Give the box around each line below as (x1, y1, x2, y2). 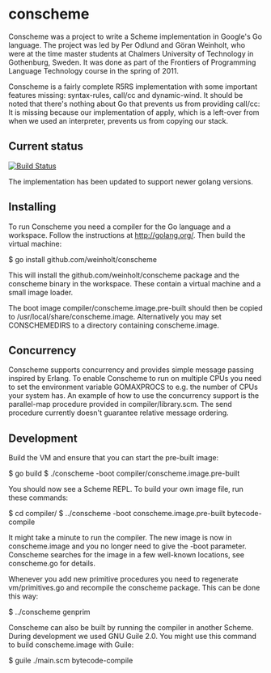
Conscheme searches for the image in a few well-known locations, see (8, 550, 245, 560)
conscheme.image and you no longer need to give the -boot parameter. (8, 541, 247, 551)
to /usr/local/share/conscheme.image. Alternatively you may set (8, 311, 222, 321)
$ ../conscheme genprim (8, 607, 91, 617)
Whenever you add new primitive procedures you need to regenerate (8, 574, 239, 584)
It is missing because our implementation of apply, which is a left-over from (8, 107, 260, 117)
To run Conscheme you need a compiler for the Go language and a (8, 222, 231, 231)
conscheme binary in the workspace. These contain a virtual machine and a (8, 278, 261, 288)
